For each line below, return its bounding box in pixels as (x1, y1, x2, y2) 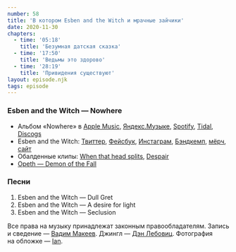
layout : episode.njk (7, 76, 68, 83)
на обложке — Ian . (7, 236, 63, 245)
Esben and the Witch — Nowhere (7, 106, 123, 116)
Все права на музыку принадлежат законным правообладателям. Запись (7, 222, 230, 230)
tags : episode (7, 83, 49, 90)
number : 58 (7, 10, 39, 18)
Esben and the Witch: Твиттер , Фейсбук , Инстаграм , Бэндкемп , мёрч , (17, 137, 227, 145)
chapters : (7, 30, 37, 37)
